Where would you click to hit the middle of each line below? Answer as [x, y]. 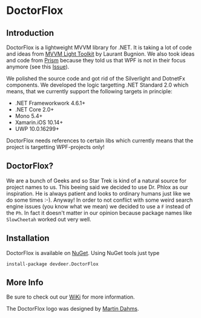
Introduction [30, 33]
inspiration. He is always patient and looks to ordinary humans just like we [98, 193]
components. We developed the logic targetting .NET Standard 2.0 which [97, 85]
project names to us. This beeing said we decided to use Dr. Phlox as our [97, 187]
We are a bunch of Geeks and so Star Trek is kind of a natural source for [96, 181]
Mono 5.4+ [29, 116]
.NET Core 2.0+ [35, 109]
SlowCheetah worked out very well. [49, 219]
